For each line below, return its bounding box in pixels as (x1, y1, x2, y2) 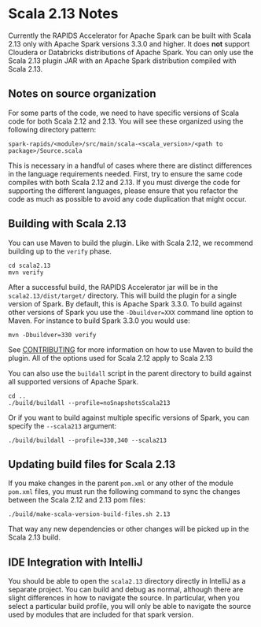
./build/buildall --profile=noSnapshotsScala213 (8, 399, 171, 406)
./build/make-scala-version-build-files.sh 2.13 (8, 510, 171, 518)
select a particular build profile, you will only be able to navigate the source (8, 602, 252, 611)
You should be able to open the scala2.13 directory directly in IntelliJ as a (8, 577, 246, 586)
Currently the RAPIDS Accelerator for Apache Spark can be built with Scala (8, 31, 252, 40)
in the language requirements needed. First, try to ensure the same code (8, 169, 243, 178)
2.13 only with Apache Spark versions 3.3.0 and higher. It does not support (8, 39, 250, 48)
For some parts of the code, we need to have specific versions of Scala (8, 108, 240, 117)
